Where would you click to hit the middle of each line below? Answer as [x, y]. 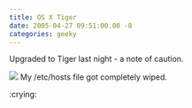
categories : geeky [43, 34]
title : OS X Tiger [43, 17]
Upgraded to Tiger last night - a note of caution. [96, 59]
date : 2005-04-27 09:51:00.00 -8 [71, 26]
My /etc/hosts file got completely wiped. [94, 77]
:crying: [23, 95]
